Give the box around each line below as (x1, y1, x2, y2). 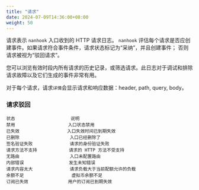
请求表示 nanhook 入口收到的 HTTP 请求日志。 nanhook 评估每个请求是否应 (6, 37, 185, 44)
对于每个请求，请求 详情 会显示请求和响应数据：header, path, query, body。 (6, 84, 187, 91)
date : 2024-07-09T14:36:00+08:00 (6, 14, 89, 20)
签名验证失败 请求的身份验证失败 (6, 141, 110, 147)
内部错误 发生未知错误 (6, 160, 96, 166)
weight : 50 (6, 20, 33, 26)
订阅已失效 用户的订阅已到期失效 (6, 179, 113, 185)
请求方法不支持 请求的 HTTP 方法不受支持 (6, 147, 125, 153)
